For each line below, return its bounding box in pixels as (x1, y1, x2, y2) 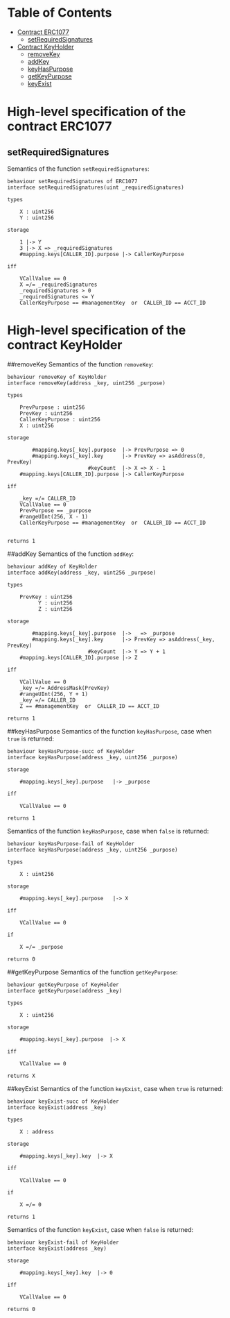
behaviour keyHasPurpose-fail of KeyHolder (7, 840, 135, 847)
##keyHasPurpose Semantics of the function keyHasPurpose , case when (7, 727, 213, 735)
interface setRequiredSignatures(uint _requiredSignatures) (7, 184, 185, 191)
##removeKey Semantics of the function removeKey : (7, 360, 154, 369)
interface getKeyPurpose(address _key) (7, 987, 123, 994)
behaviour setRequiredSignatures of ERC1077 (7, 178, 138, 185)
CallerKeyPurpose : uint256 (19, 416, 100, 423)
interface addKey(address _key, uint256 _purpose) (7, 569, 157, 576)
